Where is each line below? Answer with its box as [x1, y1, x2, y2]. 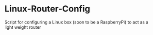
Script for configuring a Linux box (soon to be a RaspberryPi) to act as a [4, 19, 149, 25]
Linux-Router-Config [4, 3, 90, 14]
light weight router [4, 24, 41, 30]
